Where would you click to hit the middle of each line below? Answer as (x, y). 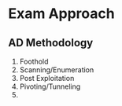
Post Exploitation (47, 78)
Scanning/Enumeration (57, 70)
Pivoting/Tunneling (50, 86)
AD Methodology (51, 43)
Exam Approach (62, 14)
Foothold (34, 61)
